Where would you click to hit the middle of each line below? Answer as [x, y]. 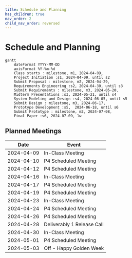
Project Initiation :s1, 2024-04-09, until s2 [62, 78]
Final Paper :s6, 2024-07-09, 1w [48, 116]
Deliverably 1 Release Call [74, 224]
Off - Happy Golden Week [74, 248]
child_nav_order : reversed [32, 23]
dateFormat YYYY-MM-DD [37, 65]
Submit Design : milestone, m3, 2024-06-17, [60, 103]
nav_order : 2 [18, 19]
